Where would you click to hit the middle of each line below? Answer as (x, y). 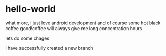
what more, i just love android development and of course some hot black (83, 23)
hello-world (31, 9)
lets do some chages (27, 38)
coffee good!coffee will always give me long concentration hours (74, 28)
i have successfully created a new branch (49, 48)
